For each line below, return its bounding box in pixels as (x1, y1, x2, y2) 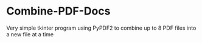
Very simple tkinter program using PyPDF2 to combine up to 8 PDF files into (6, 24, 197, 31)
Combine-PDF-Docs (6, 4, 111, 18)
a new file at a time (6, 30, 54, 38)
